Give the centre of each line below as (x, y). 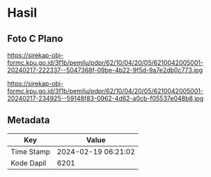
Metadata (29, 120)
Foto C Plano (35, 39)
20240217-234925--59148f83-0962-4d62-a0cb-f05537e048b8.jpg (105, 98)
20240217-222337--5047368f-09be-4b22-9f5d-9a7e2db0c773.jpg (105, 70)
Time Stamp (31, 151)
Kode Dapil (29, 163)
